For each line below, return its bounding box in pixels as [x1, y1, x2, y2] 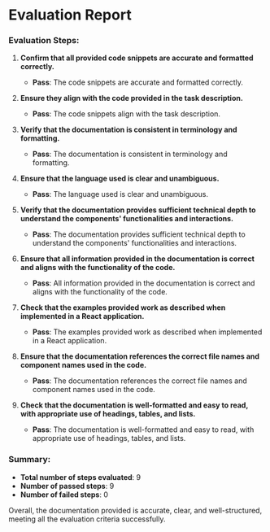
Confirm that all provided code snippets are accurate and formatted [20, 53, 254, 63]
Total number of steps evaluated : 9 [20, 472, 142, 482]
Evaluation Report [8, 6, 132, 24]
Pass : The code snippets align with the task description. [32, 109, 221, 119]
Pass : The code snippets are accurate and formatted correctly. [32, 77, 244, 87]
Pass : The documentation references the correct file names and [32, 376, 248, 386]
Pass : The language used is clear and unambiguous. [32, 190, 209, 199]
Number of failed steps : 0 [20, 490, 108, 499]
